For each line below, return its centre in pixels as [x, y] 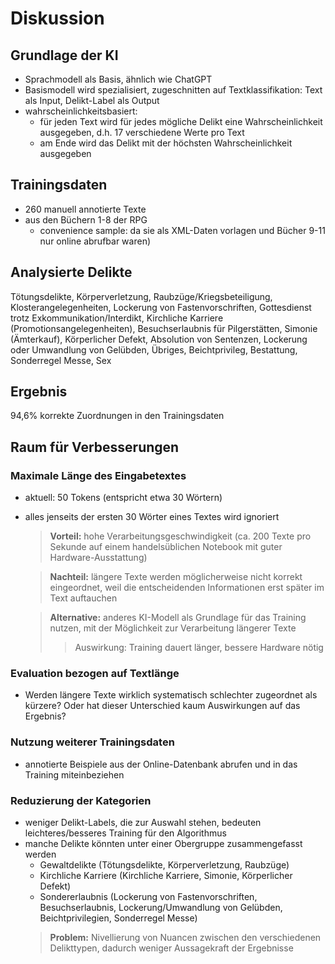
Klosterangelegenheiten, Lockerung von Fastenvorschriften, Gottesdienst [161, 307]
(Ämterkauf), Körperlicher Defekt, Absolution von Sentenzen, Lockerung [159, 339]
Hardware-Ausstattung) [98, 558]
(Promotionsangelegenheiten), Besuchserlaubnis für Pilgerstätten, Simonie [164, 328]
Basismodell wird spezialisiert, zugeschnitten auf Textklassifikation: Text [173, 90]
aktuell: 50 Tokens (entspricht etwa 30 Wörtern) [123, 498]
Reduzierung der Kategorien [81, 800]
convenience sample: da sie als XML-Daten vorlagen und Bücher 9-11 [182, 230]
